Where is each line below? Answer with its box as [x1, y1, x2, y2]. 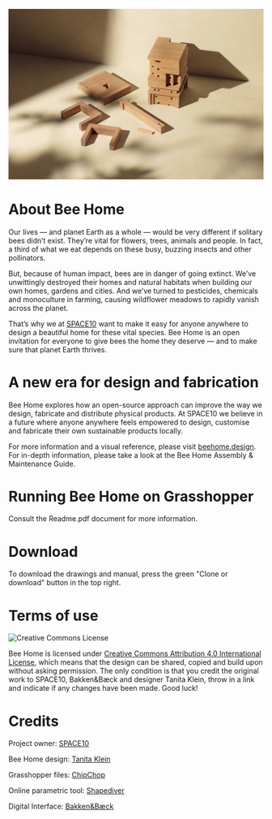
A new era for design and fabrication [8, 373, 259, 391]
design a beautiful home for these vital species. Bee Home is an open [8, 327, 240, 337]
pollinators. [8, 252, 46, 262]
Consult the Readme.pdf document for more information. [8, 514, 198, 524]
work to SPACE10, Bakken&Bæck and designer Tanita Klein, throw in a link [8, 675, 255, 684]
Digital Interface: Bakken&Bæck [8, 801, 114, 812]
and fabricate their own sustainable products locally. [8, 425, 184, 435]
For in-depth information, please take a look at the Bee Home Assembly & [8, 450, 253, 459]
